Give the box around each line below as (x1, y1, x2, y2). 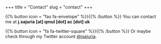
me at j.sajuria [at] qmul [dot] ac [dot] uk (5, 19, 90, 24)
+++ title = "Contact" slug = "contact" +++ (5, 4, 93, 10)
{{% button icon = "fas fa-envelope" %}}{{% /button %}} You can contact (5, 14, 157, 19)
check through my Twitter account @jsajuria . (5, 34, 97, 39)
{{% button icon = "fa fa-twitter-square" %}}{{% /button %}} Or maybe (5, 28, 151, 34)
